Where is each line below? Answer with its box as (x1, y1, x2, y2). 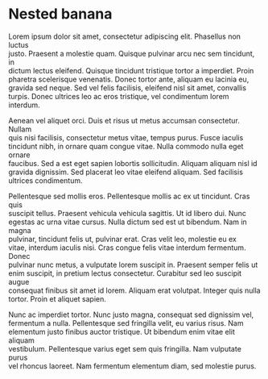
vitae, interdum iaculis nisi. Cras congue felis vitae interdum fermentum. (8, 243, 247, 252)
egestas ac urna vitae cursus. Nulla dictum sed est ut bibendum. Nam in (8, 217, 247, 227)
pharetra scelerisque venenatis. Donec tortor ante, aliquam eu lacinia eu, (8, 74, 249, 84)
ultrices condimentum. (8, 175, 83, 185)
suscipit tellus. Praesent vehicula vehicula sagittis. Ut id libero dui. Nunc (8, 208, 247, 218)
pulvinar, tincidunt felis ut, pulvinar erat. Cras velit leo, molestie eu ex (8, 234, 237, 244)
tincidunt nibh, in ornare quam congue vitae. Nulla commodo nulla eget (8, 141, 244, 151)
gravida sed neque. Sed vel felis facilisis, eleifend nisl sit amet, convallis (8, 82, 247, 93)
